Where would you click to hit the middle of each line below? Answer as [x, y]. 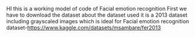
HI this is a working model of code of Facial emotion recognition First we [97, 9]
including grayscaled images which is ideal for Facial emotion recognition [98, 21]
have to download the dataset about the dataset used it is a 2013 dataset [97, 15]
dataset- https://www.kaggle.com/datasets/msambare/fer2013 [84, 27]
